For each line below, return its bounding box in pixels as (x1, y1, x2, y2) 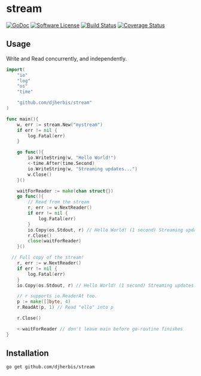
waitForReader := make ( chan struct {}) (17, 188, 114, 194)
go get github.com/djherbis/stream (6, 364, 95, 370)
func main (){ (6, 116, 39, 122)
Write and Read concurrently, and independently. (6, 55, 127, 62)
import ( (6, 67, 26, 73)
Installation (6, 348, 49, 359)
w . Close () (28, 172, 52, 178)
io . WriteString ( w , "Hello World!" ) (28, 155, 117, 161)
